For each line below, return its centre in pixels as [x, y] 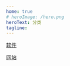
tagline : [17, 28]
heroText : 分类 [24, 22]
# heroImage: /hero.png [35, 17]
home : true [19, 11]
